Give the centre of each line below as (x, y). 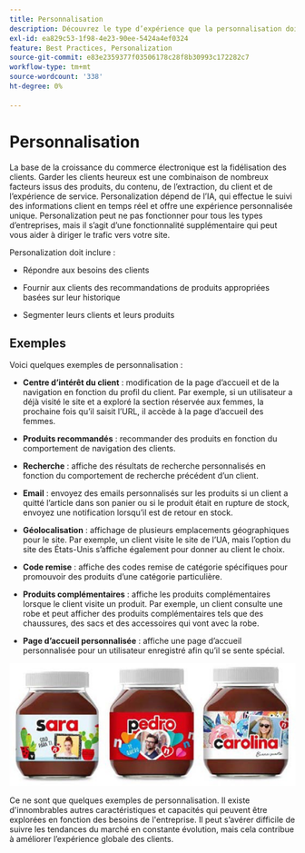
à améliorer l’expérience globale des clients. (92, 838)
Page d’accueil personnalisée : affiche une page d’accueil (132, 641)
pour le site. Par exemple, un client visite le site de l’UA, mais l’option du (157, 540)
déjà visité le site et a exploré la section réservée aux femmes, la (143, 402)
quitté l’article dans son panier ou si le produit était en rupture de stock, (156, 503)
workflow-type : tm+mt (50, 67)
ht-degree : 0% (36, 86)
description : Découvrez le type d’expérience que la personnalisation (146, 29)
